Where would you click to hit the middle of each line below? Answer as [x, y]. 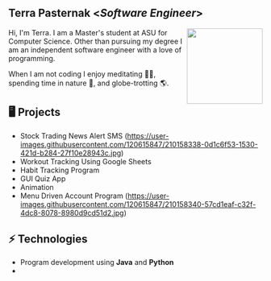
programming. [32, 58]
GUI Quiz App [43, 178]
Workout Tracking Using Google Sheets [85, 161]
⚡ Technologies [48, 240]
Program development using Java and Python [97, 262]
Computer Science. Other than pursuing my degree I [96, 41]
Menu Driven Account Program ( [74, 196]
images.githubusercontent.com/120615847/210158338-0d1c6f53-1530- [139, 144]
